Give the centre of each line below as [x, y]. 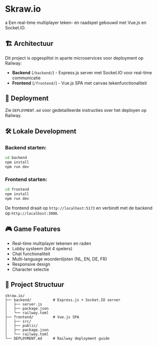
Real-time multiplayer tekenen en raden [52, 243]
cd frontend [17, 190]
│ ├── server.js [24, 304]
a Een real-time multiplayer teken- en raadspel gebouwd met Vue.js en [76, 22]
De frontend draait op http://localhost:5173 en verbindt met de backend [79, 208]
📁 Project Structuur [35, 285]
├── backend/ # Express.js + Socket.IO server [63, 300]
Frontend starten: [26, 179]
